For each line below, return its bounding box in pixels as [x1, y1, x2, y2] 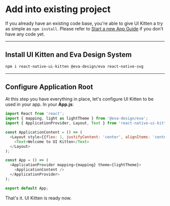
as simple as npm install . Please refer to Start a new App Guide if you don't [5, 25, 163, 31]
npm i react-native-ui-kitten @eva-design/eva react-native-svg [5, 64, 144, 69]
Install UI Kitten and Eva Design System [5, 51, 132, 59]
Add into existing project [5, 4, 111, 15]
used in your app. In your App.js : [5, 101, 74, 107]
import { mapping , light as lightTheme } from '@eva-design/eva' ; [5, 116, 148, 121]
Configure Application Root [5, 83, 94, 92]
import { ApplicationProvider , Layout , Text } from [5, 120, 116, 126]
